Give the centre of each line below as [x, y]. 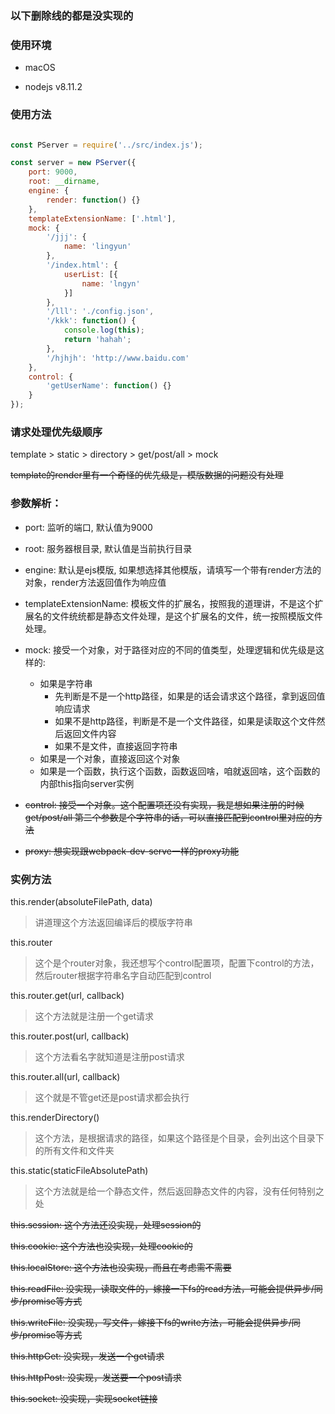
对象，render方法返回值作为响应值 [95, 582]
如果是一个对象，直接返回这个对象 [110, 758]
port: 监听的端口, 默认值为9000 [88, 527]
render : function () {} [93, 200]
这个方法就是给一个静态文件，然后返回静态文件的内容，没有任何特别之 [179, 1191]
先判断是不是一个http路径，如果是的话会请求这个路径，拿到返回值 [190, 696]
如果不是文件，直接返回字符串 [116, 746]
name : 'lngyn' [111, 283]
